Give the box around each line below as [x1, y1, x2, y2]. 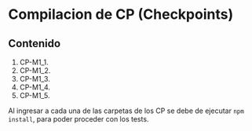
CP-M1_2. [19, 66, 51, 75]
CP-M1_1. [19, 57, 49, 67]
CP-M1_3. [19, 75, 51, 83]
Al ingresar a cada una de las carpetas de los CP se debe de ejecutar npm [8, 106, 245, 115]
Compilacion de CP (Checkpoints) [8, 5, 234, 24]
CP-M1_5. [19, 91, 50, 100]
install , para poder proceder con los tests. [8, 115, 149, 123]
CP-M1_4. [19, 82, 51, 92]
